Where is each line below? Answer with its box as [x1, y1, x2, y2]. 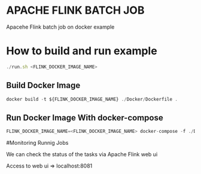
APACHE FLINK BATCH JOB [6, 4, 145, 17]
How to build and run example [6, 44, 157, 58]
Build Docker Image [6, 80, 81, 91]
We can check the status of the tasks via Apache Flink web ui [6, 151, 158, 158]
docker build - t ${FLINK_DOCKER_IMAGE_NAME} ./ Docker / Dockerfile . [6, 96, 178, 102]
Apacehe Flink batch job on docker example [6, 23, 115, 30]
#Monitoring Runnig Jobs [6, 139, 69, 147]
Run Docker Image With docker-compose [6, 113, 163, 123]
